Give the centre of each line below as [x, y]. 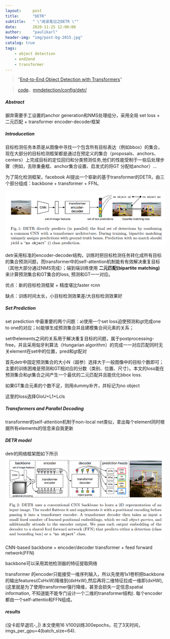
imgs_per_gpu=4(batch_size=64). [41, 631]
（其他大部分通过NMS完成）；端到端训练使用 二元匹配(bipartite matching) [83, 268]
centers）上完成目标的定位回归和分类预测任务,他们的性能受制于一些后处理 [83, 160]
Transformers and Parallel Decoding [45, 408]
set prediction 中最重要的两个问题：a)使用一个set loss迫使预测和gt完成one [83, 322]
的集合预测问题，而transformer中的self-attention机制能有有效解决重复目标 [83, 262]
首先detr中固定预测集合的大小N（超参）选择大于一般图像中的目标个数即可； [84, 362]
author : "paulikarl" [31, 32]
